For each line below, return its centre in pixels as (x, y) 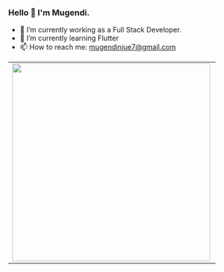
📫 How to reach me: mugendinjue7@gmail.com (98, 47)
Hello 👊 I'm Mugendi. (49, 13)
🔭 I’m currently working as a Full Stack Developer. (101, 30)
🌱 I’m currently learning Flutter (69, 38)
